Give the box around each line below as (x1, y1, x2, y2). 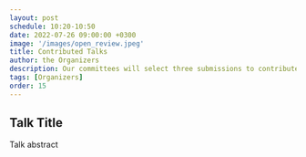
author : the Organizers (9, 56, 100, 65)
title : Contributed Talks (9, 47, 107, 57)
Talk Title (9, 115, 64, 131)
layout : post (9, 13, 59, 23)
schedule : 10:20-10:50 (9, 22, 96, 31)
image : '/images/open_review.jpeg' (9, 38, 145, 48)
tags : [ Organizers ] (9, 73, 84, 82)
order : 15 (9, 81, 47, 90)
